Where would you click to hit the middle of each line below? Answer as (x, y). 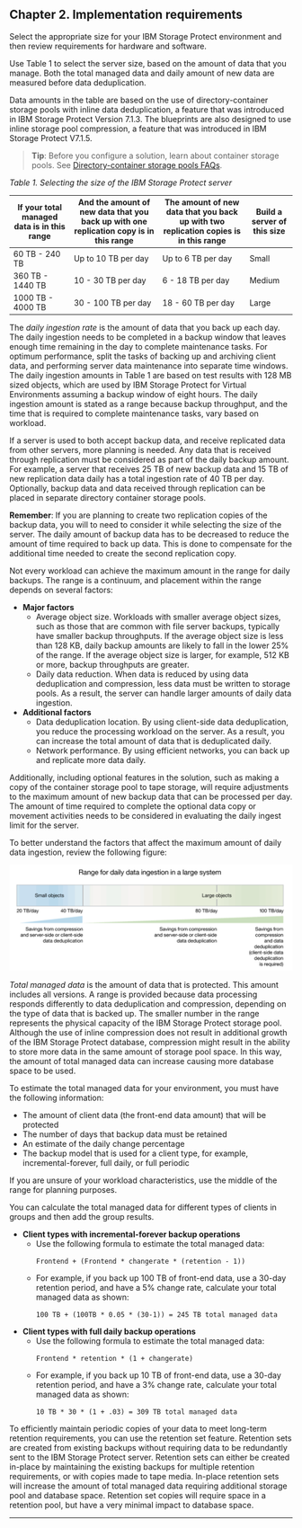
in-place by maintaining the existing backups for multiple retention (132, 1466)
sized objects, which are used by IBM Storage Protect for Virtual (128, 385)
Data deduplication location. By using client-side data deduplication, (162, 722)
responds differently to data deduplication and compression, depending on (148, 1004)
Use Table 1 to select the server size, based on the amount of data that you (148, 63)
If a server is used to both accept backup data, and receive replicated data (147, 440)
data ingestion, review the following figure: (89, 852)
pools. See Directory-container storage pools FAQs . (127, 164)
